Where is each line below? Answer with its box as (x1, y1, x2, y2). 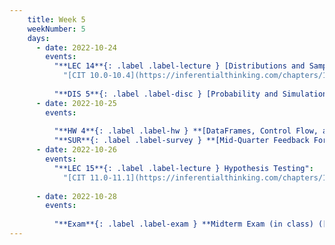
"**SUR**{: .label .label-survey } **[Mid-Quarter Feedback (53, 136, 310, 146)
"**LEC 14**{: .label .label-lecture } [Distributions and (53, 61, 306, 71)
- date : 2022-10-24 (35, 42, 117, 53)
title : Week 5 (27, 14, 86, 25)
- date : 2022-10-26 (35, 145, 117, 155)
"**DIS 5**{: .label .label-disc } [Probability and (53, 89, 279, 99)
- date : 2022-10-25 (35, 98, 117, 108)
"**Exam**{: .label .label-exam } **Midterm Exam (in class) (53, 219, 314, 230)
